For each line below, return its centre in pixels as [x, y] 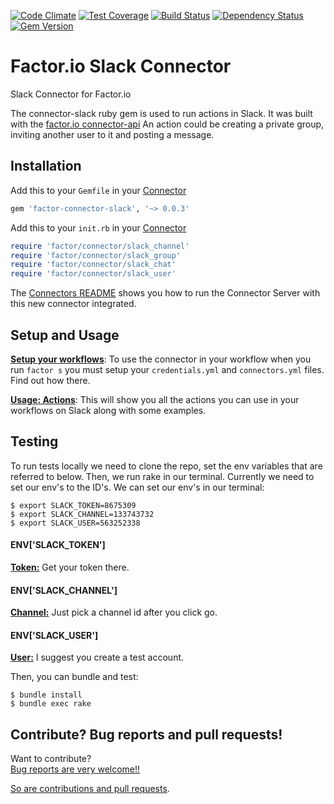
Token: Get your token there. [70, 567]
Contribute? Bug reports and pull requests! [146, 734]
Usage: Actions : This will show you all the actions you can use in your [155, 399]
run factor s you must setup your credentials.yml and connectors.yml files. [167, 369]
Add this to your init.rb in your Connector [98, 227]
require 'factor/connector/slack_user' [93, 274]
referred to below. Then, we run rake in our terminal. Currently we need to [162, 476]
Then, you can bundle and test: [74, 677]
